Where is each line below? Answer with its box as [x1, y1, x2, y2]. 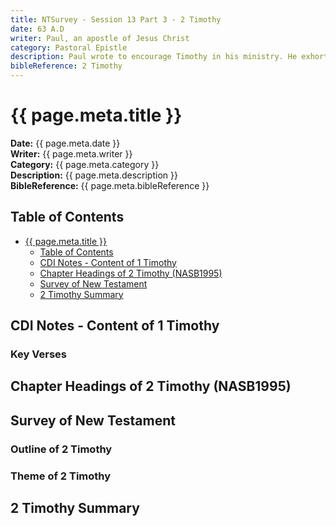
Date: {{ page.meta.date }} [10, 137, 121, 149]
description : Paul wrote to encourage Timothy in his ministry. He [10, 52, 298, 62]
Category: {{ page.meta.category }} [10, 158, 160, 170]
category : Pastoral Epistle [10, 42, 128, 53]
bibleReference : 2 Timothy [10, 61, 123, 71]
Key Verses [10, 347, 67, 361]
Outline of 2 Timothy [10, 442, 113, 456]
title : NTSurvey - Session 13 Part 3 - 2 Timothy [10, 14, 222, 25]
